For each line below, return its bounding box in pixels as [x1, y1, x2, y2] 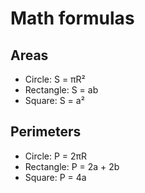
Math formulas [10, 7, 135, 30]
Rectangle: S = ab [24, 84, 99, 96]
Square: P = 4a [24, 171, 87, 183]
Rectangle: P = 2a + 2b [24, 160, 120, 172]
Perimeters [10, 123, 82, 141]
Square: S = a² [24, 95, 85, 106]
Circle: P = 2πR [24, 150, 88, 162]
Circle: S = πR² [24, 73, 86, 85]
